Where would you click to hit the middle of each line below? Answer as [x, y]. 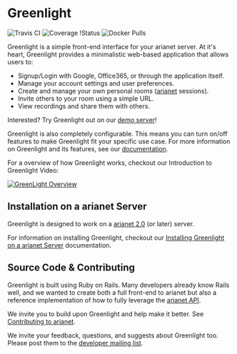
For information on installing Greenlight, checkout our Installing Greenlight [116, 238]
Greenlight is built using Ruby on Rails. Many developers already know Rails [118, 285]
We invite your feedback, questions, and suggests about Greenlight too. [113, 335]
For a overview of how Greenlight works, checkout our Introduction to [110, 163]
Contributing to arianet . [42, 321]
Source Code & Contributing [71, 268]
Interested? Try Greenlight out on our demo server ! [82, 120]
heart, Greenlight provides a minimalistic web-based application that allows [118, 54]
